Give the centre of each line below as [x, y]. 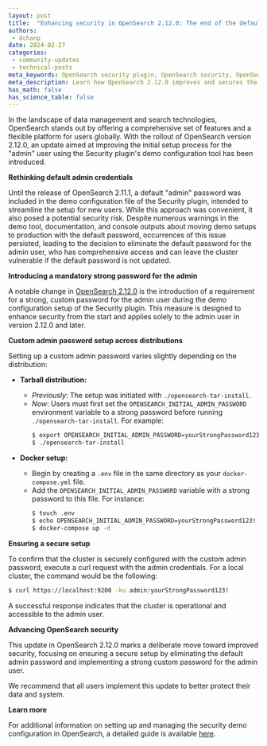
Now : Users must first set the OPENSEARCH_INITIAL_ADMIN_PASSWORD [139, 404]
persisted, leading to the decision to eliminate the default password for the [130, 244]
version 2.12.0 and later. [47, 325]
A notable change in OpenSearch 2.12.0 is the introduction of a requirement [132, 291]
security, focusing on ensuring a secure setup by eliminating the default [126, 653]
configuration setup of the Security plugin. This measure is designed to [125, 308]
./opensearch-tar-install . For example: [98, 421]
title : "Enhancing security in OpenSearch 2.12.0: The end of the [122, 23]
